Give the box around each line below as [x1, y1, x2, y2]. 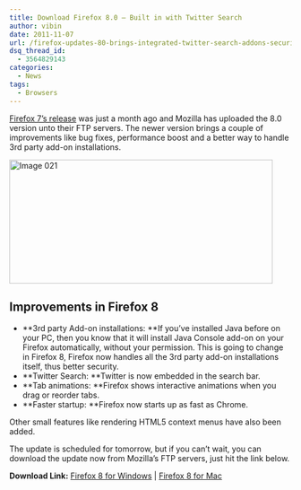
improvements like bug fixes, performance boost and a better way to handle [9, 132, 289, 143]
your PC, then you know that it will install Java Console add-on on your [21, 333, 284, 344]
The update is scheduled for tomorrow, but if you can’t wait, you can [9, 443, 262, 454]
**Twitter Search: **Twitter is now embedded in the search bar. [21, 371, 262, 381]
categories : [9, 64, 54, 73]
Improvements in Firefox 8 [9, 299, 159, 314]
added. [9, 426, 36, 437]
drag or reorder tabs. [21, 389, 100, 400]
